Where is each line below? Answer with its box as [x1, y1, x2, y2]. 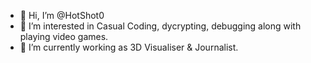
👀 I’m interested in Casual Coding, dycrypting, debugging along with [19, 20, 302, 32]
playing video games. [19, 31, 109, 42]
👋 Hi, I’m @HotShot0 [19, 10, 105, 21]
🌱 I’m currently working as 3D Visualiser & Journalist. [19, 41, 239, 53]
